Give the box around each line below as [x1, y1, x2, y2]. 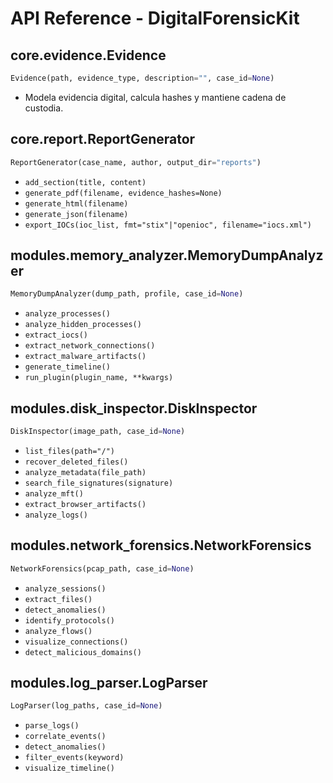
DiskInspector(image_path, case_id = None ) [10, 427, 186, 437]
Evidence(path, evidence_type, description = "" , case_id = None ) [10, 73, 275, 83]
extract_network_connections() [24, 341, 156, 351]
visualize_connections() [24, 637, 129, 647]
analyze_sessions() [24, 583, 107, 594]
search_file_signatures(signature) [24, 478, 174, 488]
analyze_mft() [24, 488, 84, 499]
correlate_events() [24, 732, 107, 742]
